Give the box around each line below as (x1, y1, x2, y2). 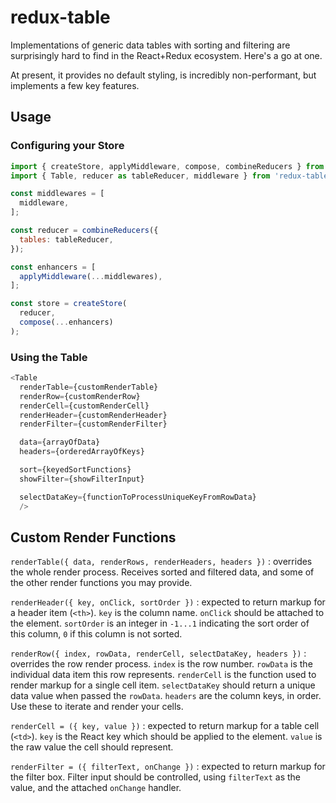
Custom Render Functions (10, 529, 177, 546)
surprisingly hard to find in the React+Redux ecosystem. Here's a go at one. (10, 49, 323, 61)
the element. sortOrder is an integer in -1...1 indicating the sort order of (10, 617, 310, 630)
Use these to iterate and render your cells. (10, 701, 184, 713)
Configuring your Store (10, 139, 125, 153)
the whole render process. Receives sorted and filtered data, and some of (10, 566, 315, 578)
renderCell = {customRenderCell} (19, 401, 150, 411)
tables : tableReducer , (19, 234, 114, 245)
